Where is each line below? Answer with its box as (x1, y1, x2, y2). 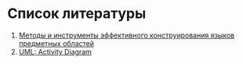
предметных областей (18, 38, 95, 48)
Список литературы (7, 5, 147, 23)
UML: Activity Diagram (18, 47, 92, 56)
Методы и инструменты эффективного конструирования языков (18, 30, 235, 40)
